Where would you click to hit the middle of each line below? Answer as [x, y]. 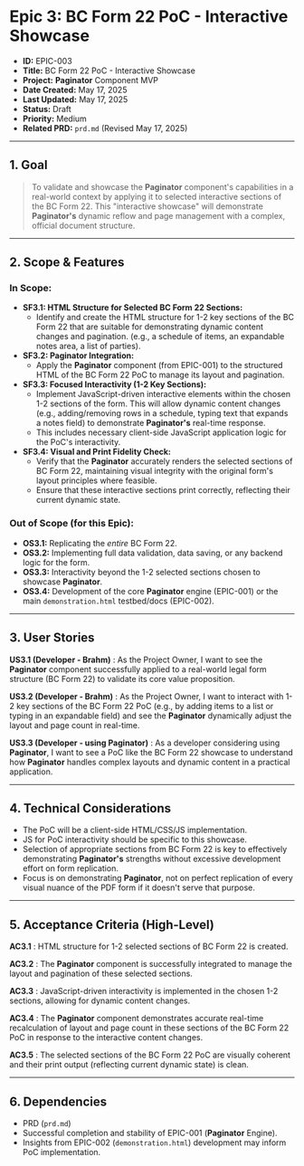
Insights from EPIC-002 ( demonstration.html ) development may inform [154, 1142]
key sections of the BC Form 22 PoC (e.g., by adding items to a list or [145, 706]
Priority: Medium [55, 118]
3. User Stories [52, 638]
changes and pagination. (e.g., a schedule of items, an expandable [160, 337]
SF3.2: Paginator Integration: [78, 355]
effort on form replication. [71, 868]
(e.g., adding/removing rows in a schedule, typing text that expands [162, 413]
